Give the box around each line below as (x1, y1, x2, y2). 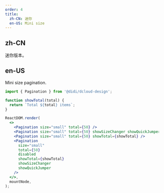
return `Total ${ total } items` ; (9, 102, 76, 107)
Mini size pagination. (5, 79, 47, 85)
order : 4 (5, 7, 23, 12)
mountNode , (9, 179, 32, 184)
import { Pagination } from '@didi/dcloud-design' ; (5, 89, 112, 94)
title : (5, 12, 19, 17)
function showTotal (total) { (5, 98, 64, 103)
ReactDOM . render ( (5, 116, 41, 121)
